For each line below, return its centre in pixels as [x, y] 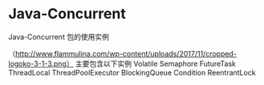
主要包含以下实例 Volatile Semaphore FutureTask [156, 64]
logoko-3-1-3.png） [41, 64]
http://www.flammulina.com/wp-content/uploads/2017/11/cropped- [126, 53]
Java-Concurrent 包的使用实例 [59, 37]
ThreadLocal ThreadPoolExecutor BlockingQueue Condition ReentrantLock [132, 72]
